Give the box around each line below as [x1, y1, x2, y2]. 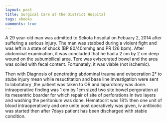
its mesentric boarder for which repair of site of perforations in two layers [5, 92, 156, 98]
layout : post [5, 7, 32, 12]
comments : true [5, 21, 37, 26]
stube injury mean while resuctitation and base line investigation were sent [5, 76, 159, 82]
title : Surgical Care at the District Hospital [5, 12, 106, 17]
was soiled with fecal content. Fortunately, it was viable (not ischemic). [5, 61, 151, 67]
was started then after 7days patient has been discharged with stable [5, 108, 147, 114]
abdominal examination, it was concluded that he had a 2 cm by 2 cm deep [5, 51, 160, 57]
